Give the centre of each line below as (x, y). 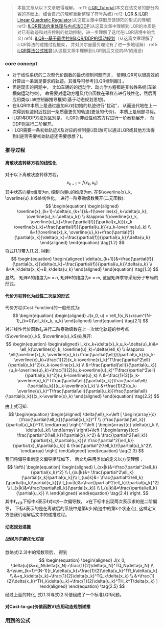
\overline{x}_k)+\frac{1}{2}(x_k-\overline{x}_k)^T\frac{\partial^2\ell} (82, 360)
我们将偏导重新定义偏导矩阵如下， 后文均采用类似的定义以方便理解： (74, 459)
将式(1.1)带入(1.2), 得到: (28, 251)
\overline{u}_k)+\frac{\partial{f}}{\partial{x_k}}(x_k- (82, 222)
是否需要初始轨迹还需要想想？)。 (53, 136)
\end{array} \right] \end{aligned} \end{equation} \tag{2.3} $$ (82, 451)
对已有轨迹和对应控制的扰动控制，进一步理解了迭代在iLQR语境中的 (84, 32)
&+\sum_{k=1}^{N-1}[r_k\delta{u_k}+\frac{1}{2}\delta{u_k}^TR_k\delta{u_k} (82, 571)
